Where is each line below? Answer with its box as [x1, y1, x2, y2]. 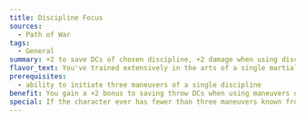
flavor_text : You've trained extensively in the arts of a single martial [9, 64, 299, 73]
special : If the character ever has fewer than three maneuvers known [9, 97, 282, 106]
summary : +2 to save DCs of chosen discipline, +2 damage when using [9, 55, 279, 64]
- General [17, 47, 54, 56]
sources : [9, 22, 43, 31]
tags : [9, 38, 30, 48]
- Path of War [17, 30, 71, 39]
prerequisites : [9, 72, 67, 81]
